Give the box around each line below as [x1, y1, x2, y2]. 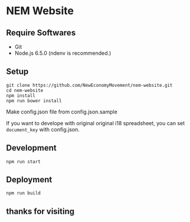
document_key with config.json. [6, 126, 80, 133]
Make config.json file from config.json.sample [6, 108, 118, 115]
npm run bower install [6, 97, 62, 104]
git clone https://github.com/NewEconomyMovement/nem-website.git [6, 82, 173, 88]
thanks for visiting [6, 206, 75, 216]
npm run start [6, 158, 41, 165]
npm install [6, 93, 35, 99]
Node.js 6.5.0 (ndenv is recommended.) [14, 50, 112, 57]
